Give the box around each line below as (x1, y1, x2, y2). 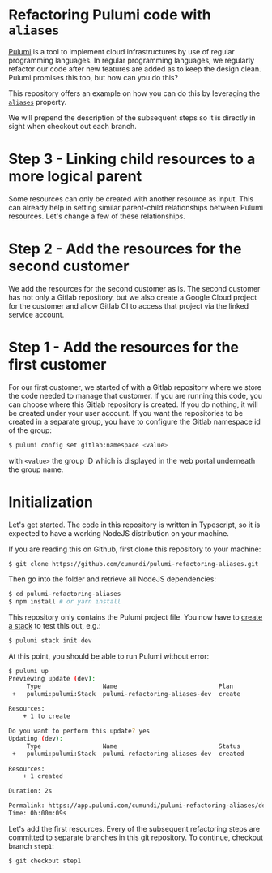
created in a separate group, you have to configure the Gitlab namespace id (8, 417, 261, 426)
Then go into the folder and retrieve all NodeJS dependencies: (8, 574, 217, 584)
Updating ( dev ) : (8, 735, 63, 743)
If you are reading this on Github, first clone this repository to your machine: (8, 544, 261, 554)
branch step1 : (8, 841, 55, 850)
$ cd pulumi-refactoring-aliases (8, 590, 121, 599)
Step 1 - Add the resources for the (8, 339, 240, 357)
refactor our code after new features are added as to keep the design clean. (8, 63, 261, 74)
